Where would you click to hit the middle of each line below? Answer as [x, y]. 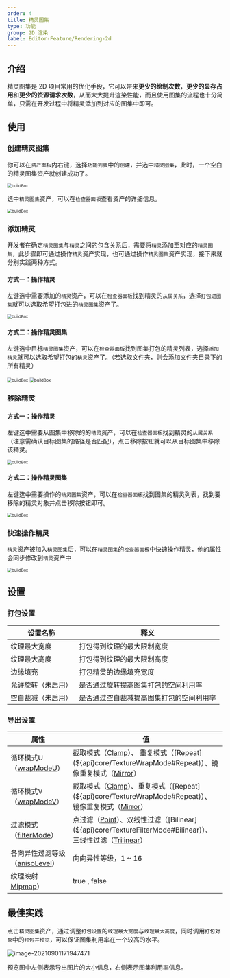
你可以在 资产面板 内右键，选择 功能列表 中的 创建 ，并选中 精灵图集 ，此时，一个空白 [115, 165]
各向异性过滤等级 [38, 853]
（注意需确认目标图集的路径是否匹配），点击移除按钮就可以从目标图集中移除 [114, 441]
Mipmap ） [27, 886]
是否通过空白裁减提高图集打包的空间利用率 [148, 697]
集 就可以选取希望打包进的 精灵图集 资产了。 [65, 304]
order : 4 [20, 13]
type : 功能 [22, 26]
